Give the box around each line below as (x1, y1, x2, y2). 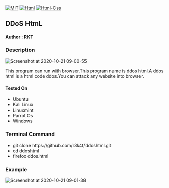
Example (5, 166, 27, 173)
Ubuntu (12, 96, 29, 102)
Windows (12, 118, 33, 124)
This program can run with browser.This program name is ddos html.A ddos (5, 68, 164, 74)
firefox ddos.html (12, 153, 49, 159)
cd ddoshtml (12, 148, 39, 154)
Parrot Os (12, 113, 33, 119)
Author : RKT (5, 34, 34, 40)
